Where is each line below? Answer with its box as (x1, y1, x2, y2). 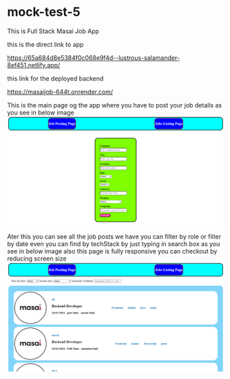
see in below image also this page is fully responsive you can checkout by (7, 247, 218, 255)
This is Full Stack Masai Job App (7, 27, 100, 35)
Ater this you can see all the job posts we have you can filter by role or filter (7, 232, 222, 240)
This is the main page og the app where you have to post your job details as (7, 101, 222, 109)
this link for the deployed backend (7, 74, 104, 83)
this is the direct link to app (7, 40, 84, 48)
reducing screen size (7, 254, 67, 263)
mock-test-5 (7, 4, 81, 20)
